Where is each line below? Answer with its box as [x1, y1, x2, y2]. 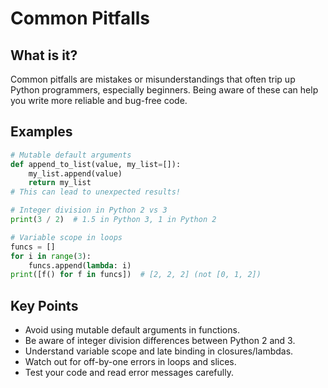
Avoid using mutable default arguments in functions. [24, 324, 240, 336]
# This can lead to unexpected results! [10, 187, 182, 197]
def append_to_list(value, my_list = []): [10, 159, 182, 169]
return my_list [28, 178, 92, 188]
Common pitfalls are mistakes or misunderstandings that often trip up [10, 73, 296, 85]
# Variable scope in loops [10, 232, 123, 242]
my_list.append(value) [28, 168, 123, 179]
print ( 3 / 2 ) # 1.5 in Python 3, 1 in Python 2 [10, 215, 217, 225]
